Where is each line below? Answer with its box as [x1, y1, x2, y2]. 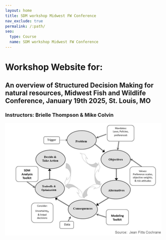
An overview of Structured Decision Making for [5, 81, 154, 89]
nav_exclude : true [5, 18, 43, 23]
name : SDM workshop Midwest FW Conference [9, 40, 99, 45]
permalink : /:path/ [5, 24, 46, 29]
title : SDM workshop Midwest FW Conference [5, 13, 97, 18]
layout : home [5, 8, 32, 13]
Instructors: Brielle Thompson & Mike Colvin [5, 112, 114, 119]
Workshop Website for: [5, 62, 103, 73]
